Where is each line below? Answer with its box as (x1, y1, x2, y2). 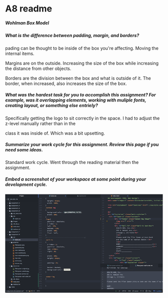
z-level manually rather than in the (5, 120, 76, 126)
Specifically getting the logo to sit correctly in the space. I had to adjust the (5, 115, 160, 121)
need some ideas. (5, 147, 43, 153)
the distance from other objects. (5, 65, 71, 71)
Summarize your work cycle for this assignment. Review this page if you (5, 141, 159, 147)
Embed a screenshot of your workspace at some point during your (5, 176, 146, 182)
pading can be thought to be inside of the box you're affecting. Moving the (5, 45, 159, 51)
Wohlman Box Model (5, 19, 49, 25)
